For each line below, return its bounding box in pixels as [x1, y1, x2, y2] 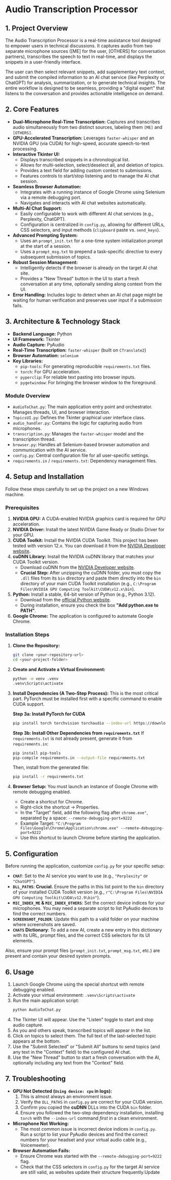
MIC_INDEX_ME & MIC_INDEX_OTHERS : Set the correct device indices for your [12, 900, 165, 906]
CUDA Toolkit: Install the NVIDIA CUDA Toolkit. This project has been [12, 537, 158, 543]
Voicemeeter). [20, 1142, 50, 1148]
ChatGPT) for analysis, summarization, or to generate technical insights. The [5, 80, 165, 85]
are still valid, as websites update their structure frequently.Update [20, 1169, 160, 1175]
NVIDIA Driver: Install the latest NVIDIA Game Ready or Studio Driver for [12, 527, 165, 533]
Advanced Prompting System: [12, 232, 78, 238]
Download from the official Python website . [20, 597, 111, 603]
